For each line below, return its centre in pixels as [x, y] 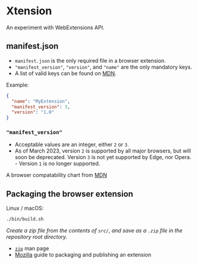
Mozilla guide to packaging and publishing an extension [83, 255]
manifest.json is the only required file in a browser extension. [90, 60]
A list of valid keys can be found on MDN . [66, 73]
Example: [18, 85]
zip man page [32, 249]
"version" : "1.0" [33, 112]
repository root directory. [37, 237]
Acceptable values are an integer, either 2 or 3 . [72, 145]
